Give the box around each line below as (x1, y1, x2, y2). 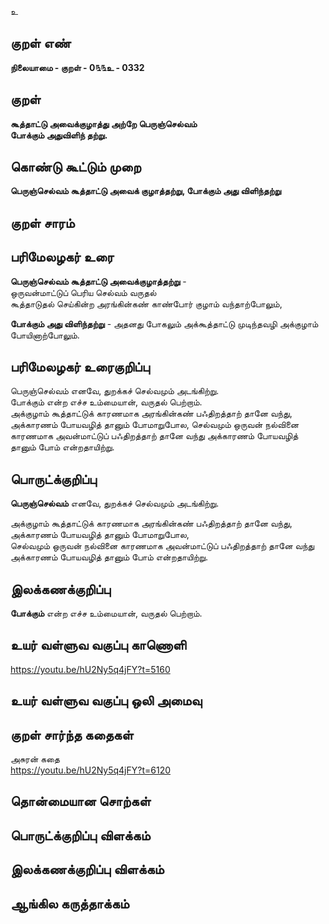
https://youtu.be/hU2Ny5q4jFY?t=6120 (10, 764, 172, 776)
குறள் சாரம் (10, 214, 75, 231)
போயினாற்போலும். (10, 329, 80, 341)
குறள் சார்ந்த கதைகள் (10, 726, 134, 743)
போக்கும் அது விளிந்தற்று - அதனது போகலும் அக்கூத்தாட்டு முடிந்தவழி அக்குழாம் (10, 317, 319, 330)
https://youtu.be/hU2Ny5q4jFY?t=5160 (10, 663, 171, 675)
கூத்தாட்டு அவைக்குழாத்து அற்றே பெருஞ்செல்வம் (10, 117, 198, 130)
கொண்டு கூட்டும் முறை (10, 159, 142, 176)
